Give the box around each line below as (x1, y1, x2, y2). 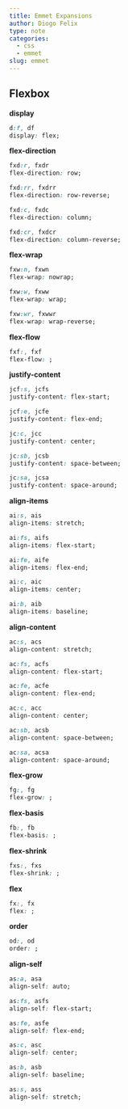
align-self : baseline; (9, 1071, 85, 1079)
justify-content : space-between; (9, 459, 122, 467)
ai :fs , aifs (9, 533, 49, 542)
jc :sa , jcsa (9, 474, 49, 482)
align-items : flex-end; (9, 563, 89, 571)
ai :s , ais (9, 512, 43, 520)
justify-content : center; (9, 437, 96, 445)
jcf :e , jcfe (9, 407, 49, 416)
